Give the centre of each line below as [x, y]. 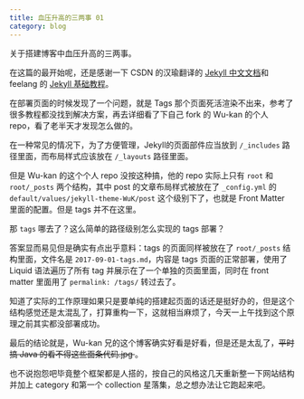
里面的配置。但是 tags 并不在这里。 [76, 209]
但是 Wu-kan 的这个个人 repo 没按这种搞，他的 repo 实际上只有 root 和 [142, 175]
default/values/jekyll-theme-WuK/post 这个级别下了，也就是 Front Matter [147, 198]
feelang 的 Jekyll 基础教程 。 [62, 83]
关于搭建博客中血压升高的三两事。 [73, 53]
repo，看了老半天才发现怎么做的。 [74, 125]
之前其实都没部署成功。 [61, 323]
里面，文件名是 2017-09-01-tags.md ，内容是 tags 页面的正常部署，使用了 [152, 259]
